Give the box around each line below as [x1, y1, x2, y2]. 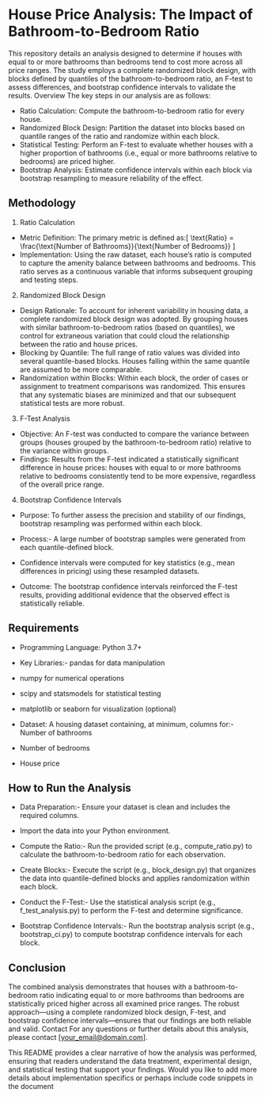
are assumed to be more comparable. [19, 365, 142, 374]
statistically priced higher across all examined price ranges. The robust [8, 999, 240, 1008]
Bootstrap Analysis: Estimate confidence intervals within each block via [19, 165, 252, 174]
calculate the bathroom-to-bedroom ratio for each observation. [19, 850, 226, 859]
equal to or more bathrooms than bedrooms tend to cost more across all [8, 57, 243, 67]
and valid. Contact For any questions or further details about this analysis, [8, 1024, 249, 1034]
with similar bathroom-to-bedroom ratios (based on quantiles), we [19, 323, 236, 332]
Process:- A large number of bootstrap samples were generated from [19, 533, 246, 544]
